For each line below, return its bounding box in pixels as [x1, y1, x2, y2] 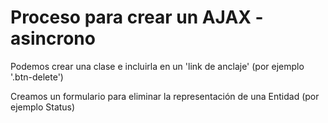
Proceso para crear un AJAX [10, 6, 252, 29]
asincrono [10, 27, 96, 50]
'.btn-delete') [10, 71, 64, 83]
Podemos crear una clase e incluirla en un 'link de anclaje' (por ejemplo [10, 60, 305, 72]
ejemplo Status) [10, 101, 76, 113]
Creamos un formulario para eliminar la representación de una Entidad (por [10, 90, 320, 102]
